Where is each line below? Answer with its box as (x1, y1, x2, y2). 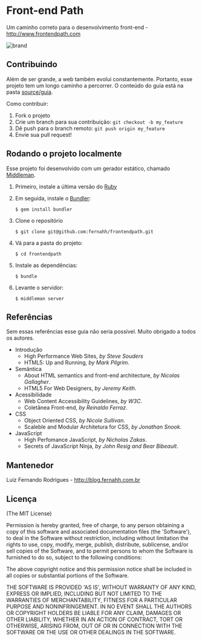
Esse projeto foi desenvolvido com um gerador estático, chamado (6, 165, 171, 172)
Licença (6, 494, 37, 504)
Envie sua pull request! (15, 131, 72, 138)
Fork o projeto (15, 111, 50, 119)
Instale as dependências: (15, 261, 77, 269)
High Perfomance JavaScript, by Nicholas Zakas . (24, 436, 147, 444)
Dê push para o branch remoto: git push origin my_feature (15, 125, 165, 132)
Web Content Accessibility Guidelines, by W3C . (24, 398, 143, 405)
